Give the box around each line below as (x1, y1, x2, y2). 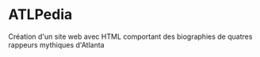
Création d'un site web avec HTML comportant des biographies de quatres (8, 32, 253, 41)
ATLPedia (8, 6, 73, 24)
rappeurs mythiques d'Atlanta (8, 40, 105, 49)
